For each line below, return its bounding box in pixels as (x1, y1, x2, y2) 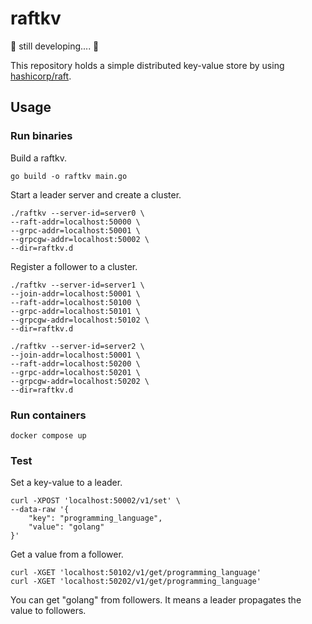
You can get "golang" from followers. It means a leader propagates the (10, 594, 302, 606)
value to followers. (10, 605, 87, 617)
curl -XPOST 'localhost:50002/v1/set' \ (10, 496, 182, 506)
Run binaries (10, 129, 73, 143)
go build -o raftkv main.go (10, 171, 128, 181)
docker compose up (10, 430, 87, 441)
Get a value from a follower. (10, 548, 124, 561)
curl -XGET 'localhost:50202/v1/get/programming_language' (10, 577, 262, 587)
